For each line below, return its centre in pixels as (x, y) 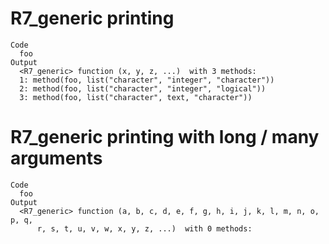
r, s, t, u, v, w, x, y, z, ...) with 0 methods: (144, 228)
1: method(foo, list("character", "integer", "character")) (147, 80)
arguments (56, 158)
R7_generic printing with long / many (165, 137)
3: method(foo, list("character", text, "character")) (136, 97)
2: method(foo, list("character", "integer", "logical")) (143, 88)
